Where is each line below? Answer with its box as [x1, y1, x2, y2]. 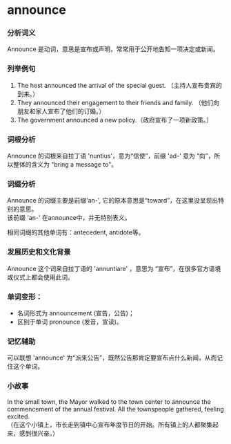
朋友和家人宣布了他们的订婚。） [17, 107, 106, 115]
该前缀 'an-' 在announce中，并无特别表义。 [7, 214, 131, 222]
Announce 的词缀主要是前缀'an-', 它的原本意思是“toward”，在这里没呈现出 [7, 196, 219, 205]
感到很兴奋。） [19, 429, 59, 437]
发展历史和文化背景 [7, 248, 71, 257]
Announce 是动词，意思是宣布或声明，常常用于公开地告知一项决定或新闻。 [7, 45, 219, 53]
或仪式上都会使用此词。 [7, 272, 74, 281]
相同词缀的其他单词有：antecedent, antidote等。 [7, 228, 145, 237]
